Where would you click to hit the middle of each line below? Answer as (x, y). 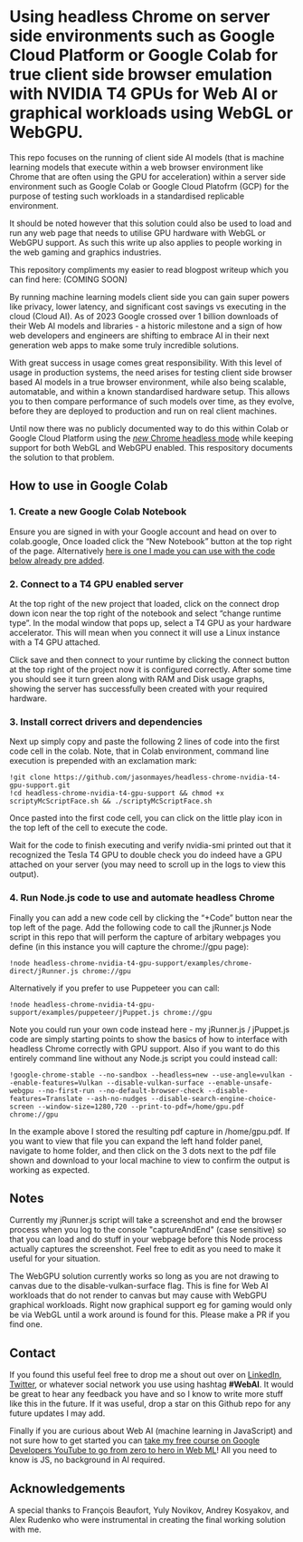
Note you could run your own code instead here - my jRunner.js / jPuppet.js (150, 1029)
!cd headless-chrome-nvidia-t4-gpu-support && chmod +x (117, 794)
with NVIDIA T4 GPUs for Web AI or (144, 94)
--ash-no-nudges (117, 1098)
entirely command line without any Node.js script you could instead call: (143, 1058)
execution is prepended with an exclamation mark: (103, 761)
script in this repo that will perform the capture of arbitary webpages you (145, 937)
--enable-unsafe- (240, 1083)
